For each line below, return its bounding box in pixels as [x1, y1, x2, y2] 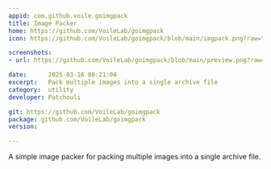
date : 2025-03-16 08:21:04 [8, 71, 117, 79]
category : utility [8, 85, 74, 93]
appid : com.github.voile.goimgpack [8, 11, 128, 20]
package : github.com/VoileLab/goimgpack [8, 115, 147, 123]
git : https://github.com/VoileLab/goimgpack [8, 108, 161, 116]
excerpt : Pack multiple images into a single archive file [8, 78, 219, 86]
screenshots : [8, 49, 52, 57]
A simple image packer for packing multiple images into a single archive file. [8, 152, 261, 162]
